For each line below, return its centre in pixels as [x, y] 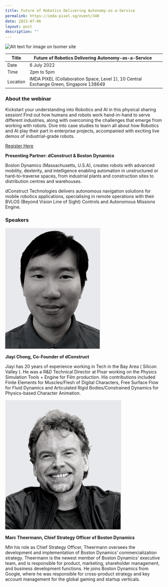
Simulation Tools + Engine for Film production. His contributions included [80, 377]
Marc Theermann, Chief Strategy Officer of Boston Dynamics [70, 538]
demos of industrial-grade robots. [40, 136]
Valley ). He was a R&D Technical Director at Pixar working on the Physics [81, 372]
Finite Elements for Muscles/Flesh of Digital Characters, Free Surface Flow [82, 382]
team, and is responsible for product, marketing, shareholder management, [82, 563]
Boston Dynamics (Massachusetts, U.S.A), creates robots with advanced [80, 165]
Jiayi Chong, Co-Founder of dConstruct [47, 357]
